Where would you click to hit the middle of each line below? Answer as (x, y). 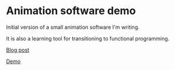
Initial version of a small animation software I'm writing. (73, 27)
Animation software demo (71, 11)
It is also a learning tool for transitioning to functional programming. (88, 38)
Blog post (18, 50)
